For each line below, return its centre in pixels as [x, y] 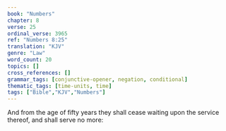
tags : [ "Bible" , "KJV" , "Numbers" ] [56, 92]
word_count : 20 [30, 60]
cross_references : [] [39, 73]
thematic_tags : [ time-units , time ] [60, 86]
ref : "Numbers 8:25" [38, 40]
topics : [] [23, 66]
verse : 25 [22, 27]
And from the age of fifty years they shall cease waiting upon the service [113, 113]
